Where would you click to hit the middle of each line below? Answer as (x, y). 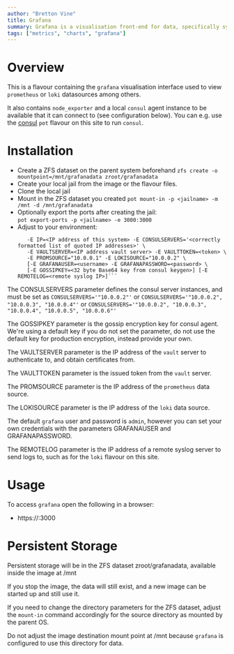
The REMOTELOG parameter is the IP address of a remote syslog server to (114, 449)
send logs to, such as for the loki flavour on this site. (84, 457)
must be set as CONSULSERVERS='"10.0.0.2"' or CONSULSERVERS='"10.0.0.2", (115, 297)
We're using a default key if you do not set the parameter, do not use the (111, 332)
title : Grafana (29, 20)
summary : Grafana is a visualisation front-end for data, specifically (113, 27)
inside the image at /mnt (42, 573)
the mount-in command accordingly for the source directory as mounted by (115, 615)
